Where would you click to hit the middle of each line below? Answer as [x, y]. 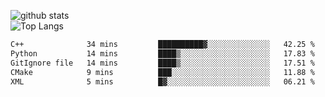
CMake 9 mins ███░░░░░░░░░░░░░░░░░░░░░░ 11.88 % [162, 72]
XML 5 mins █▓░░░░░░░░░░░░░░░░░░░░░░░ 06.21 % [162, 81]
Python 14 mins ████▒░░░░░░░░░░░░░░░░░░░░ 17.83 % [162, 53]
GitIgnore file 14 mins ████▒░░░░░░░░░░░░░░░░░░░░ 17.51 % [162, 63]
